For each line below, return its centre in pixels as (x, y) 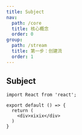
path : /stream (29, 46)
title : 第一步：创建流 (37, 51)
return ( (23, 111)
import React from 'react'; (42, 95)
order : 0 (23, 34)
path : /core (27, 23)
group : (14, 40)
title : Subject (25, 12)
